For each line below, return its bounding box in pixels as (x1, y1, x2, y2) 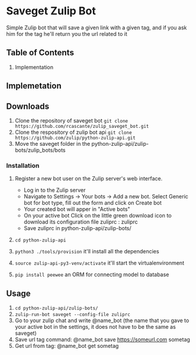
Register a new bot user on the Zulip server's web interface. (14, 175, 163, 182)
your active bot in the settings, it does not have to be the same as (14, 323, 176, 330)
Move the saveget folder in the (14, 140, 91, 147)
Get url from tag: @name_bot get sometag (14, 342, 119, 350)
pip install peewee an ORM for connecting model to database (14, 271, 169, 279)
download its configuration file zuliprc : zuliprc (23, 218, 139, 225)
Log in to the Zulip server (23, 186, 86, 194)
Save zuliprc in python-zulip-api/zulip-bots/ (23, 225, 131, 232)
